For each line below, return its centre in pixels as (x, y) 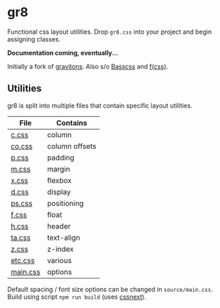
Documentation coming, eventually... (63, 53)
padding (61, 158)
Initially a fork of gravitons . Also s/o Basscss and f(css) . (88, 66)
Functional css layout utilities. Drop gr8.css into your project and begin (110, 32)
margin (58, 169)
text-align (64, 238)
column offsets (72, 146)
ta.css (21, 238)
